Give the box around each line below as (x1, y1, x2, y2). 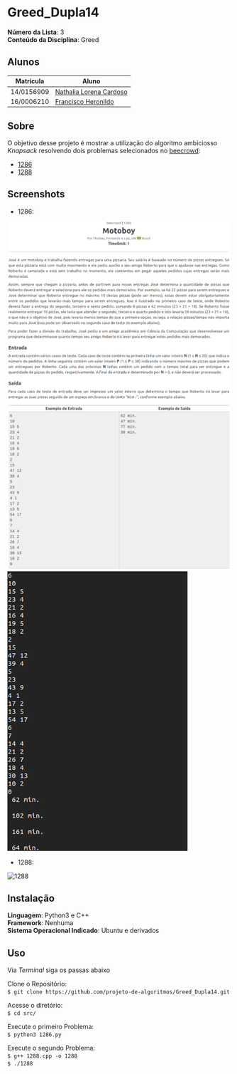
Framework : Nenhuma (7, 919, 74, 927)
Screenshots (7, 188, 65, 200)
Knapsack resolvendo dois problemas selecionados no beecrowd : (7, 147, 201, 155)
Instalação (7, 892, 55, 904)
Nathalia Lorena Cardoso (55, 87, 128, 96)
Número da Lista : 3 (7, 28, 65, 36)
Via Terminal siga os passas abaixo (7, 966, 111, 974)
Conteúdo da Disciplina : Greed (7, 35, 99, 43)
